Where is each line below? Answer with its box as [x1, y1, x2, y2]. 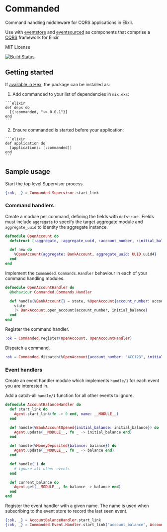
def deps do [5, 105, 30, 110]
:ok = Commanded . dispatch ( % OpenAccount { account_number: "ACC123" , [5, 354, 146, 359]
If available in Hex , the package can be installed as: [5, 81, 110, 87]
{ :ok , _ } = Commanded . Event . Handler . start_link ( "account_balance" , [5, 522, 148, 527]
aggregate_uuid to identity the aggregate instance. [5, 224, 108, 230]
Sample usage [5, 167, 51, 176]
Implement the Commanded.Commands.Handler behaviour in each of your [5, 270, 148, 276]
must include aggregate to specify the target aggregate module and [5, 219, 143, 225]
